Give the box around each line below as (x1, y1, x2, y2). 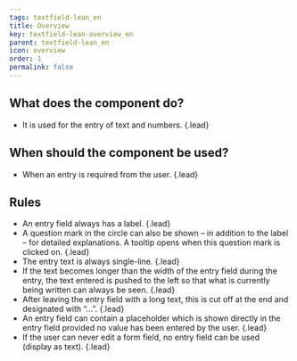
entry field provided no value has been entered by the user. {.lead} (21, 323, 268, 333)
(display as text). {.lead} (21, 341, 111, 352)
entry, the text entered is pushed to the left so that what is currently (21, 275, 270, 286)
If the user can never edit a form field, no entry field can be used (21, 332, 260, 343)
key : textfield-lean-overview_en (9, 29, 134, 38)
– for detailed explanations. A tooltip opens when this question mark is (21, 237, 281, 248)
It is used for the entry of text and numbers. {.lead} (21, 119, 210, 130)
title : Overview (9, 21, 70, 30)
